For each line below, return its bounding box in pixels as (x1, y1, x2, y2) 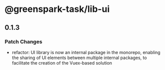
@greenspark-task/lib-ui (4, 3, 110, 15)
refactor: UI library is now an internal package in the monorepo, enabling (11, 49, 161, 55)
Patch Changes (4, 38, 43, 45)
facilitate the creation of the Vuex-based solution (11, 60, 112, 66)
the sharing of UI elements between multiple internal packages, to (11, 55, 147, 61)
